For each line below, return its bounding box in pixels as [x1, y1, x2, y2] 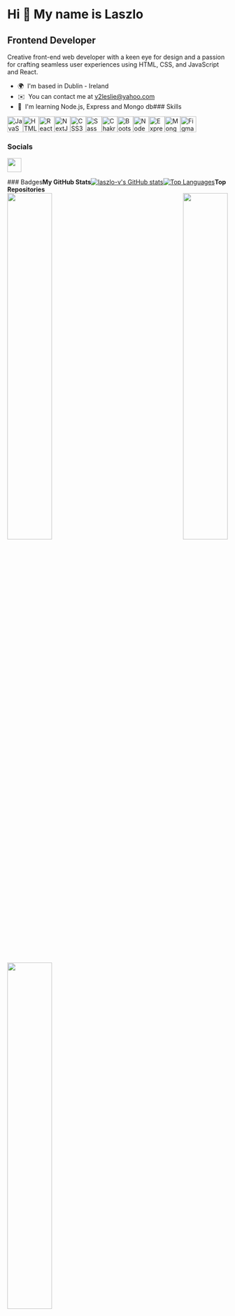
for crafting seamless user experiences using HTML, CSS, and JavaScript [7, 60, 219, 69]
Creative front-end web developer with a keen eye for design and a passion [7, 53, 225, 61]
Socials [7, 142, 33, 152]
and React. [7, 68, 38, 76]
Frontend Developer [7, 34, 97, 46]
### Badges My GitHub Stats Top [7, 178, 227, 187]
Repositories [7, 185, 45, 194]
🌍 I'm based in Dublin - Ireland [17, 82, 109, 90]
